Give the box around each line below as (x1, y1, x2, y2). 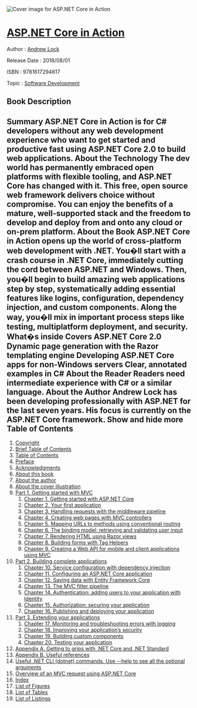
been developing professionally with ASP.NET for (6, 396, 191, 406)
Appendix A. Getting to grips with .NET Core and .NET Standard (15, 645, 169, 652)
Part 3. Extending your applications (15, 614, 100, 621)
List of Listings (15, 695, 51, 702)
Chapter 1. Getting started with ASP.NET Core (23, 495, 134, 503)
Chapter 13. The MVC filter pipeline (23, 583, 109, 590)
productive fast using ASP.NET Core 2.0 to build (6, 144, 186, 154)
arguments (15, 664, 42, 671)
